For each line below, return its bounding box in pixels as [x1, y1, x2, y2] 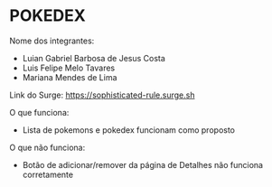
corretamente [22, 169, 74, 180]
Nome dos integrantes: [9, 35, 95, 46]
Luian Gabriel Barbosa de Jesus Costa [22, 52, 165, 63]
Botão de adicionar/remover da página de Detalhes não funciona [22, 159, 264, 170]
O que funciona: [9, 107, 70, 117]
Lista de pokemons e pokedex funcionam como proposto [22, 124, 236, 136]
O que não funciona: [9, 142, 86, 153]
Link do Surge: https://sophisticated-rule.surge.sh [9, 89, 195, 100]
